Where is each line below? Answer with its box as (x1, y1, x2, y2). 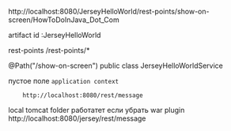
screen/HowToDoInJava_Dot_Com (8, 15, 120, 24)
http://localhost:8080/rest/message (22, 92, 144, 99)
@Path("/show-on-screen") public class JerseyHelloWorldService (8, 61, 224, 70)
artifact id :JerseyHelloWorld (8, 31, 101, 39)
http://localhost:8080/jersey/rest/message (8, 114, 146, 123)
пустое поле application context (8, 77, 119, 85)
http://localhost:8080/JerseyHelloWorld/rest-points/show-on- (8, 7, 210, 16)
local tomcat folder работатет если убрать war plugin (8, 106, 185, 114)
